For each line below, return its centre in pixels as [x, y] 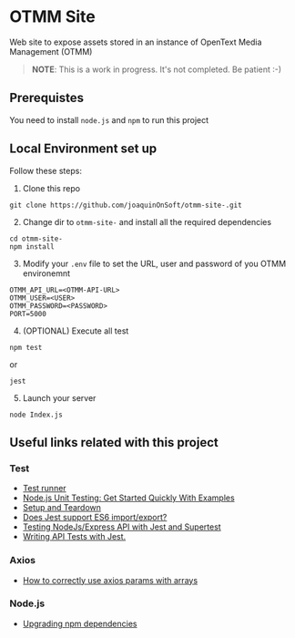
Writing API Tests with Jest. [74, 537]
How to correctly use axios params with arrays [110, 580]
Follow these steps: [46, 170]
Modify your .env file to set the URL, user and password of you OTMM [154, 263]
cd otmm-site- [36, 239]
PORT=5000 [28, 314]
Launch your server [59, 397]
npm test [26, 347]
